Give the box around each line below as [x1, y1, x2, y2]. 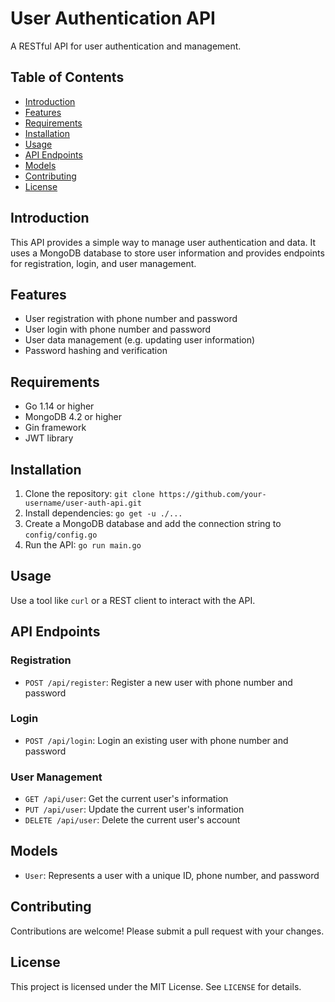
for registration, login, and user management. [10, 257, 197, 269]
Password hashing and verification [24, 345, 168, 357]
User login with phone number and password [24, 323, 212, 336]
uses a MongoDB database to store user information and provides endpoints [10, 247, 325, 259]
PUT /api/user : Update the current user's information [24, 803, 245, 816]
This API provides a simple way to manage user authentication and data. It [10, 236, 317, 248]
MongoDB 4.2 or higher [24, 411, 122, 423]
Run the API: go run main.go [24, 539, 142, 551]
